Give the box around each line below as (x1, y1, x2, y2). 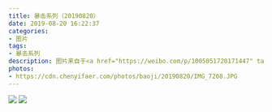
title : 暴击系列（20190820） (8, 11, 100, 20)
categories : (8, 27, 49, 35)
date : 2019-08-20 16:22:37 (8, 19, 100, 28)
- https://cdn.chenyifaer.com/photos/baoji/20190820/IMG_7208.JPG (8, 72, 238, 80)
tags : (8, 42, 27, 50)
